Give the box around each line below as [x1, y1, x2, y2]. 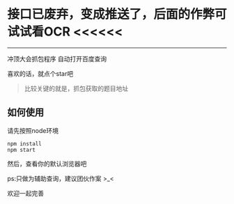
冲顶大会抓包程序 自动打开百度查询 [7, 54, 107, 63]
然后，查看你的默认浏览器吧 [7, 159, 87, 168]
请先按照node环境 [7, 126, 59, 134]
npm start [7, 146, 36, 153]
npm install [7, 140, 42, 147]
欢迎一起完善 [7, 189, 44, 197]
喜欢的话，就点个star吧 [7, 69, 74, 77]
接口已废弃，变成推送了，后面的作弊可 [7, 6, 228, 22]
